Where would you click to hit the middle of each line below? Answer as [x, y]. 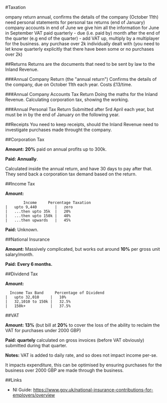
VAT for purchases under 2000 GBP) [43, 330]
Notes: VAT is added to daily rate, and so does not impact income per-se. [81, 355]
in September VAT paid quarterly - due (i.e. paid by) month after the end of [82, 33]
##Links [14, 380]
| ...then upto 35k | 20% [38, 212]
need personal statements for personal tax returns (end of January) [75, 22]
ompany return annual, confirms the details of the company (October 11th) [82, 17]
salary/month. [19, 254]
